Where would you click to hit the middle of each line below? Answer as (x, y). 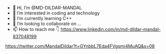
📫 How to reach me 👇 (36, 29)
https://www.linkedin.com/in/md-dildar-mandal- (111, 29)
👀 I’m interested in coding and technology (56, 13)
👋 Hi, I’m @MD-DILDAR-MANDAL (47, 8)
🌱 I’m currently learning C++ (42, 18)
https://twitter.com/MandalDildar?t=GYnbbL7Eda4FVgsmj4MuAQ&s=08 (80, 46)
